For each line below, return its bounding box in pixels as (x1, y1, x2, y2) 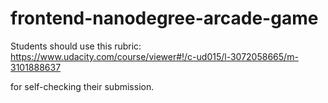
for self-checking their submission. (10, 80, 155, 92)
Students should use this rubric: (10, 40, 142, 52)
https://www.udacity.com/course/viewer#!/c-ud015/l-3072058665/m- (10, 50, 299, 62)
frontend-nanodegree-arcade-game (10, 7, 319, 30)
